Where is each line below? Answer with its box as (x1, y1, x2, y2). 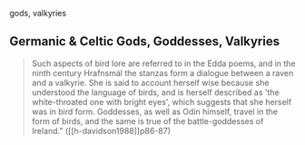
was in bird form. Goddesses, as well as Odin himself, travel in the (31, 106, 279, 117)
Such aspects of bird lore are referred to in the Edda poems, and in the (31, 58, 297, 69)
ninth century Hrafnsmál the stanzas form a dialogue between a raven (31, 67, 294, 78)
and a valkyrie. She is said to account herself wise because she (31, 77, 270, 88)
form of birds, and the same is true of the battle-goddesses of (31, 115, 264, 126)
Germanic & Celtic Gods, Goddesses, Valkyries (9, 34, 280, 49)
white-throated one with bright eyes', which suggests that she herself (31, 96, 292, 107)
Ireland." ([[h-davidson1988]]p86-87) (31, 125, 171, 136)
